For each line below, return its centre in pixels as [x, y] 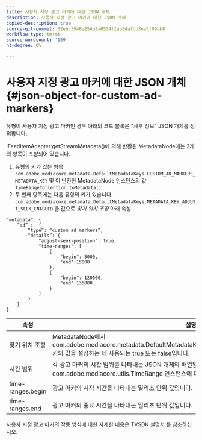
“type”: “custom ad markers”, [66, 230]
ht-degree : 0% [24, 46]
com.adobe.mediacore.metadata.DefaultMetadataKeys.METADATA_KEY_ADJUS [105, 202]
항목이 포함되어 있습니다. [41, 154]
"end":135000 [76, 283]
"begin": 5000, [79, 257]
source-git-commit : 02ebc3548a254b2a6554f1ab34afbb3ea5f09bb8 [86, 29]
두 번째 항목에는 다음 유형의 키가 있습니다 [63, 194]
